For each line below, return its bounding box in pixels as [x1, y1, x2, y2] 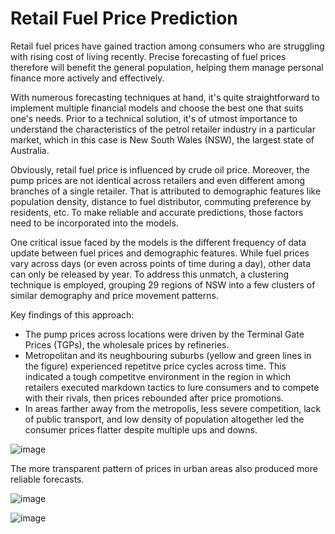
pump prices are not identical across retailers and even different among [10, 174, 306, 186]
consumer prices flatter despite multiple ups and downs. [24, 423, 258, 436]
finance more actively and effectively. [10, 72, 165, 84]
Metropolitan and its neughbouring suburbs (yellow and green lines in [24, 349, 312, 361]
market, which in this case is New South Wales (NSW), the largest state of [10, 133, 315, 146]
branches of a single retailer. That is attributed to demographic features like [10, 185, 322, 197]
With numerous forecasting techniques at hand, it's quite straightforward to [10, 91, 320, 103]
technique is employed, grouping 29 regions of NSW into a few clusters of [10, 278, 316, 291]
